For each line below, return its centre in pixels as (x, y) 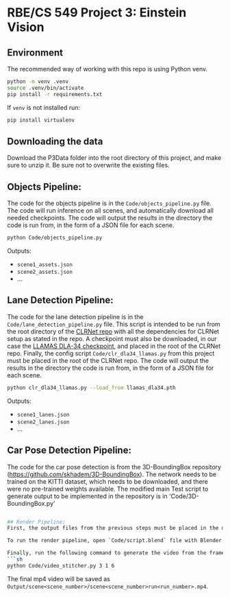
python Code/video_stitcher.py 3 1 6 (61, 565)
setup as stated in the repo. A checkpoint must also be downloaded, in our (112, 338)
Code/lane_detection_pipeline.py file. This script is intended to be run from (114, 324)
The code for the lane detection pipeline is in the (75, 316)
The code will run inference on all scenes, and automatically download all (111, 211)
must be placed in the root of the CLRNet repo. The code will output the (108, 360)
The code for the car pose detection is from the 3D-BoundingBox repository (114, 467)
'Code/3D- (184, 496)
